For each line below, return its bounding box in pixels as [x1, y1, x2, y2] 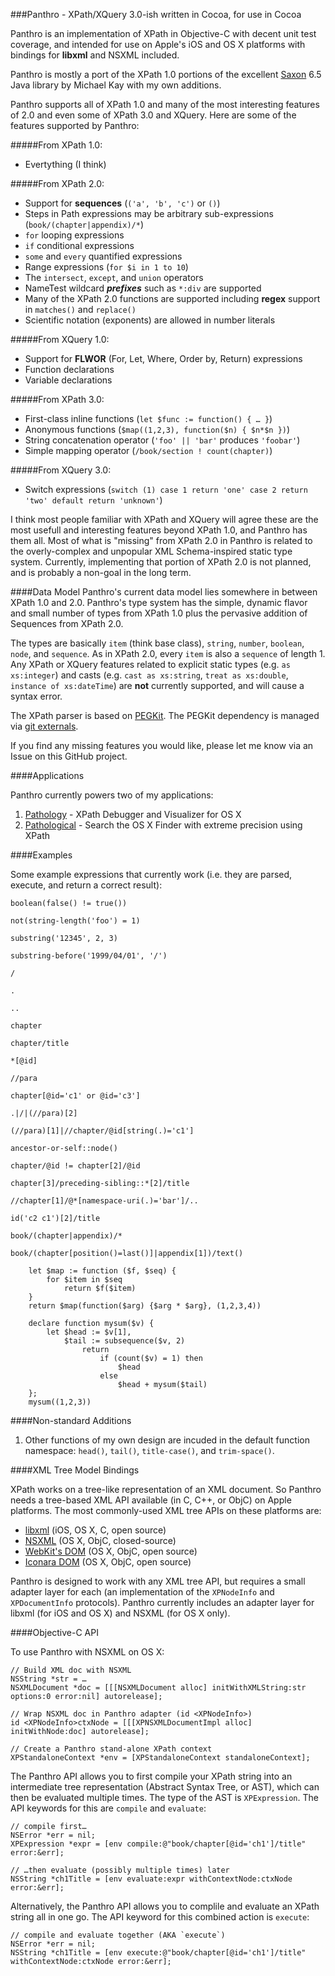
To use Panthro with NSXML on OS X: [10, 1646, 165, 1658]
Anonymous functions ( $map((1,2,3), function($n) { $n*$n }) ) [24, 424, 291, 435]
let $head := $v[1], [46, 1327, 132, 1337]
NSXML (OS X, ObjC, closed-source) [24, 1535, 177, 1546]
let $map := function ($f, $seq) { [28, 1266, 177, 1276]
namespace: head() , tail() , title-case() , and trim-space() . [24, 1445, 275, 1456]
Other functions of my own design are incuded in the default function [24, 1434, 310, 1446]
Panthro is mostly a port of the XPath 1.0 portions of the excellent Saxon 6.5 [10, 69, 322, 80]
